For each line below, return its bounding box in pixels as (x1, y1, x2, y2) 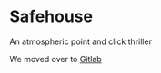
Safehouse (9, 6, 94, 27)
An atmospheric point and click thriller (9, 36, 153, 47)
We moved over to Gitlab (9, 53, 102, 64)
